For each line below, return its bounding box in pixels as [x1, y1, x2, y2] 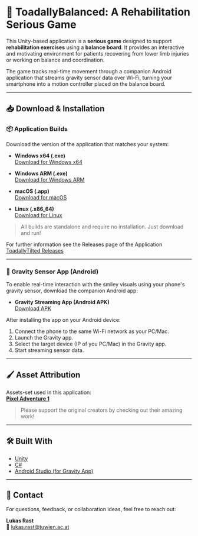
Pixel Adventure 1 [6, 395, 50, 402]
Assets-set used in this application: [6, 389, 91, 396]
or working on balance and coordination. [6, 56, 105, 63]
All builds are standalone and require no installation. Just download [20, 223, 184, 230]
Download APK [14, 305, 52, 312]
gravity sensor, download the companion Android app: [6, 287, 138, 294]
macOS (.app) [14, 188, 50, 195]
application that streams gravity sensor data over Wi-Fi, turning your [6, 74, 173, 81]
